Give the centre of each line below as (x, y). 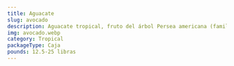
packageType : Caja (34, 45)
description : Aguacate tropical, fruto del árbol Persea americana (107, 26)
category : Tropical (36, 39)
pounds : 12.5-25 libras (42, 52)
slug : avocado (28, 20)
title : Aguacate (31, 13)
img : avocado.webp (34, 33)
